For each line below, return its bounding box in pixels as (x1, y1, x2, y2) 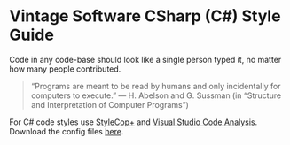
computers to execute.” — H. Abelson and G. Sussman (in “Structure (30, 90, 282, 101)
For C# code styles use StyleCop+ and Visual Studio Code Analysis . (9, 117, 258, 127)
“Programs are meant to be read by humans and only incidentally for (30, 80, 281, 91)
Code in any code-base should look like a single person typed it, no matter (9, 54, 282, 65)
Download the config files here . (9, 126, 124, 136)
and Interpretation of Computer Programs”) (30, 99, 189, 110)
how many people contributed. (9, 64, 121, 74)
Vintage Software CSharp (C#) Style (9, 6, 281, 27)
